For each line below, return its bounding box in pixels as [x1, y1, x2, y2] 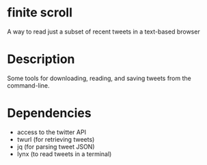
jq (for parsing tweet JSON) [16, 142, 95, 151]
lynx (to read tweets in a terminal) [16, 149, 112, 158]
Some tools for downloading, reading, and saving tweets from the [7, 74, 191, 82]
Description [7, 51, 75, 67]
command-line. [7, 81, 50, 90]
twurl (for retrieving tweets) [16, 135, 95, 143]
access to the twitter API [16, 128, 87, 136]
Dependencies [7, 105, 92, 121]
